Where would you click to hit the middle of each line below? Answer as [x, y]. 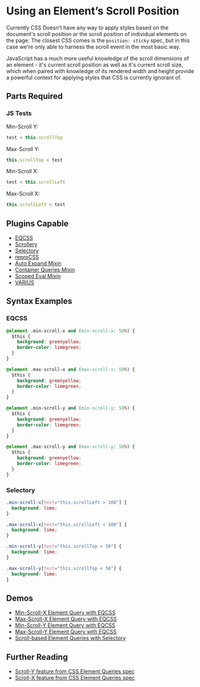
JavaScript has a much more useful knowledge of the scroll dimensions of [98, 58]
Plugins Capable [37, 223]
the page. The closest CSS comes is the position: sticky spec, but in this [98, 40]
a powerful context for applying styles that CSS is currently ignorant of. [94, 77]
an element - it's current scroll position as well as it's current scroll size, [95, 65]
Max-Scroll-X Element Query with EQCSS [66, 619]
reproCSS [27, 257]
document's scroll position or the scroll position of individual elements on [96, 34]
